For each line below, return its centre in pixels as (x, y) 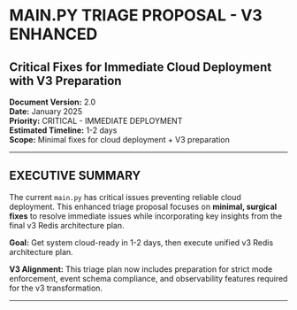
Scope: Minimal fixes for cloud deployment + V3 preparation (119, 139)
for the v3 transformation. (56, 288)
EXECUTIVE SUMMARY (75, 176)
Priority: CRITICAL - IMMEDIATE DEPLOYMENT (96, 121)
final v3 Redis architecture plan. (67, 225)
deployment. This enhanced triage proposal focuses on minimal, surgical (143, 206)
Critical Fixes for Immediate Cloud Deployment (141, 67)
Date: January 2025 (46, 111)
